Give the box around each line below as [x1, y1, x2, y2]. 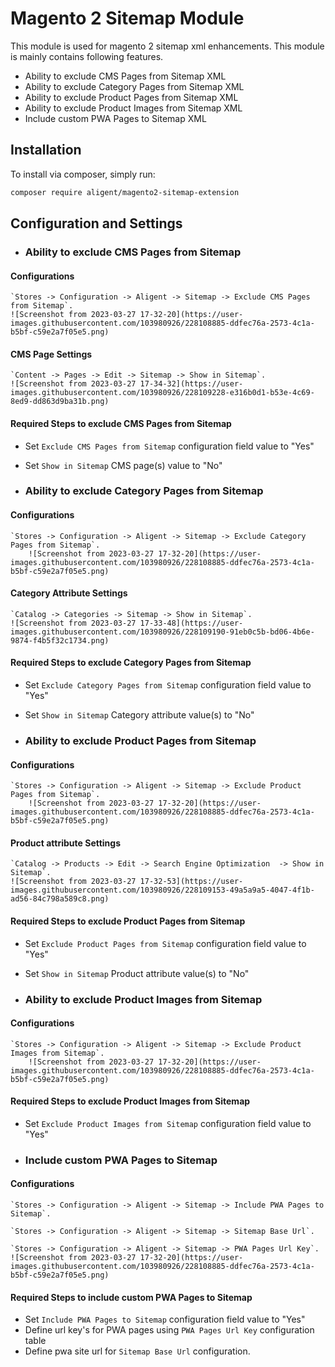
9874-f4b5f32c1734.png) [10, 635, 110, 646]
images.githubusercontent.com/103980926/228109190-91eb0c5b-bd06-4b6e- [10, 627, 315, 637]
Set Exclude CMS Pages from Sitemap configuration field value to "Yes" [24, 440, 315, 452]
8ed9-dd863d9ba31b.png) [10, 397, 110, 407]
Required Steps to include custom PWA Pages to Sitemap [10, 1291, 253, 1303]
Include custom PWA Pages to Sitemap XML [24, 112, 207, 124]
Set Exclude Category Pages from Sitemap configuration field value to [24, 679, 312, 691]
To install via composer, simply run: [10, 168, 156, 180]
